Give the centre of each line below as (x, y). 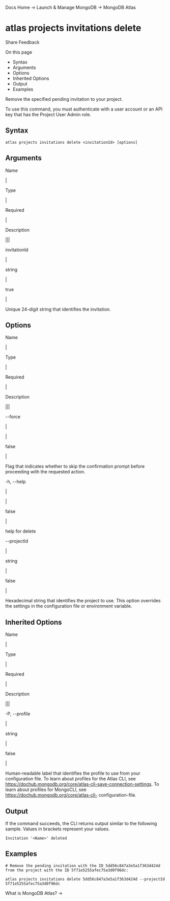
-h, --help (16, 482)
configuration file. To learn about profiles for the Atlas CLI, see (70, 779)
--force (13, 417)
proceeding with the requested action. (45, 472)
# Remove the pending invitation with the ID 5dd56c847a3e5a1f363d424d (83, 866)
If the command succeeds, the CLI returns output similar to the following (81, 823)
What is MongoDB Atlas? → (34, 893)
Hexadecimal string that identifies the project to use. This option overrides (83, 601)
